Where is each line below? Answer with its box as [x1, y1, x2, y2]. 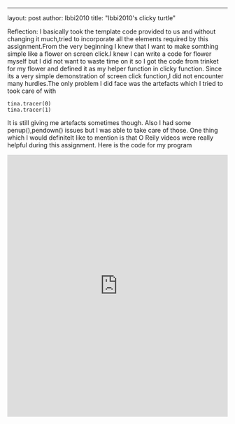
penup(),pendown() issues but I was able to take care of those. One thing [7, 126, 218, 134]
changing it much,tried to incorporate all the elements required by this [7, 35, 208, 43]
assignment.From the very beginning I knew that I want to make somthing [7, 43, 219, 50]
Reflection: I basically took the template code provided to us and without [7, 27, 216, 36]
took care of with [7, 87, 57, 95]
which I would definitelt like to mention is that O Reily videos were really [7, 133, 214, 142]
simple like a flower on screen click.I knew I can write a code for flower [7, 50, 212, 58]
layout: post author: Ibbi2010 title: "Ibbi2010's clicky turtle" [7, 14, 176, 22]
